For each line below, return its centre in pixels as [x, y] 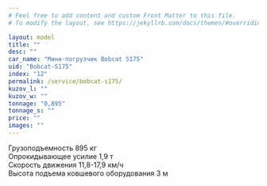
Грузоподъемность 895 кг [52, 148]
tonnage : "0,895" [37, 104]
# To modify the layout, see [56, 23]
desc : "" [23, 52]
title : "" [25, 44]
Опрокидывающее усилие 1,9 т [61, 156]
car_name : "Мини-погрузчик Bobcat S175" [76, 59]
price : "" [25, 118]
